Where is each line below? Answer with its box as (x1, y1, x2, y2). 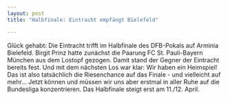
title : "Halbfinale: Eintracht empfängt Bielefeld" (7, 16, 158, 23)
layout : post (7, 10, 45, 17)
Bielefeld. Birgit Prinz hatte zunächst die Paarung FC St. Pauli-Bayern (7, 49, 203, 57)
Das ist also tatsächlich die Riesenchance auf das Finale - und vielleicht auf (7, 70, 221, 79)
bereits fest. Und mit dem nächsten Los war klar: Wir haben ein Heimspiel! (7, 63, 218, 71)
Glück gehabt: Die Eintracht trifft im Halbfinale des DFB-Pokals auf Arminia (7, 41, 219, 49)
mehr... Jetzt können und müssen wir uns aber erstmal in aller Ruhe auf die (7, 77, 220, 86)
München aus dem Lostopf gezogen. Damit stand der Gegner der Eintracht (7, 55, 220, 64)
